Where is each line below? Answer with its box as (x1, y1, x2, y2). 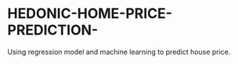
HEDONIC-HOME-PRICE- (7, 5, 173, 23)
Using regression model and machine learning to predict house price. (7, 47, 231, 56)
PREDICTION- (7, 21, 99, 39)
